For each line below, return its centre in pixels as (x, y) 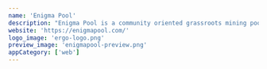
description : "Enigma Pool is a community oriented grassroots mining (128, 23)
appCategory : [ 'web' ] (44, 52)
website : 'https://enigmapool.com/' (69, 30)
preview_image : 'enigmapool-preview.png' (78, 45)
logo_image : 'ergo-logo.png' (56, 38)
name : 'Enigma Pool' (43, 15)
